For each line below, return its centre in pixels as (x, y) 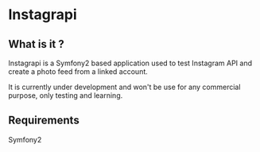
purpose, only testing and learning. (66, 95)
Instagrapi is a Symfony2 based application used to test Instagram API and (130, 63)
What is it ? (37, 44)
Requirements (44, 121)
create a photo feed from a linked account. (78, 72)
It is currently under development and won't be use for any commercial (124, 87)
